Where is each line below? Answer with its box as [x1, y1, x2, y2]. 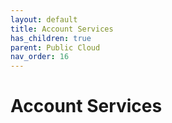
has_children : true [10, 33, 92, 43]
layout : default [10, 14, 78, 25]
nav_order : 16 [10, 52, 70, 62]
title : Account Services [10, 24, 114, 34]
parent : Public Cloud [10, 42, 101, 53]
